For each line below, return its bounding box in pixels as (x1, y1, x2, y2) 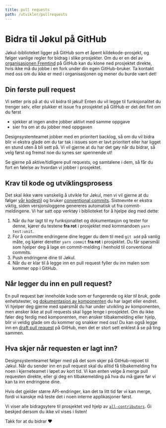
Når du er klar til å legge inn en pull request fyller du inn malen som (12, 260, 150, 266)
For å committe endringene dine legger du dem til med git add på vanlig (12, 233, 160, 239)
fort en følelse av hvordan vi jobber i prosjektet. (5, 165, 102, 171)
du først (5, 109, 21, 115)
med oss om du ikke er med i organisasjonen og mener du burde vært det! (5, 71, 157, 77)
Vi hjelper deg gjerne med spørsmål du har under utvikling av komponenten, (5, 303, 161, 309)
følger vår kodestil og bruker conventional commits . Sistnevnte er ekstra (5, 198, 153, 204)
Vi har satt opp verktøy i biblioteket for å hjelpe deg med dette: (31, 208, 160, 214)
